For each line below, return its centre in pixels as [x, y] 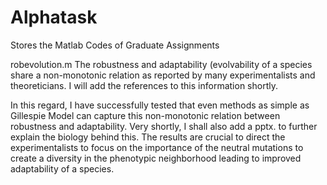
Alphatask [54, 17]
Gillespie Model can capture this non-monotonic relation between [145, 115]
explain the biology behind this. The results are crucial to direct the [148, 137]
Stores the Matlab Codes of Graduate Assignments [115, 45]
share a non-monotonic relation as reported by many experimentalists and [163, 75]
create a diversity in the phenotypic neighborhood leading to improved [156, 158]
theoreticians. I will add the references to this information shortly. [144, 85]
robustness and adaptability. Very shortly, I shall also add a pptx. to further [164, 126]
